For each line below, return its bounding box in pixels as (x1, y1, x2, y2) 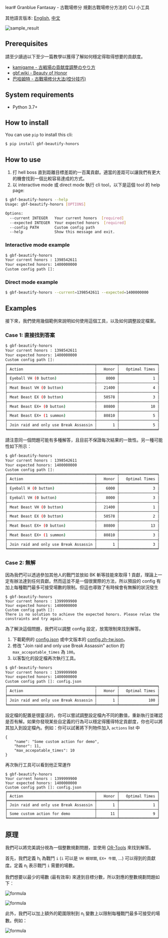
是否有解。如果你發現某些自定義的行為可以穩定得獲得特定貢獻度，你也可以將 (5, 718, 163, 724)
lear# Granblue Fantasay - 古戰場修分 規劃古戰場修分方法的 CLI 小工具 (5, 5, 150, 10)
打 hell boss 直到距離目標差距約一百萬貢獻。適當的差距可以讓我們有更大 (12, 170, 161, 176)
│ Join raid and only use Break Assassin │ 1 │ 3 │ (5, 542, 160, 547)
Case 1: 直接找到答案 (5, 332, 55, 339)
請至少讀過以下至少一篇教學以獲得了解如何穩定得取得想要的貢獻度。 (5, 53, 145, 59)
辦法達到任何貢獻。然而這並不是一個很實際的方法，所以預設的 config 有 (13, 578, 161, 584)
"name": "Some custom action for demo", (14, 739, 99, 744)
